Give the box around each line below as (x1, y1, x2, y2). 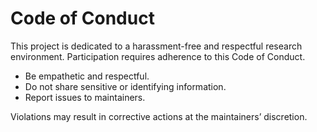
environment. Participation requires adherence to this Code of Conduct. (10, 50, 306, 62)
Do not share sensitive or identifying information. (24, 80, 227, 92)
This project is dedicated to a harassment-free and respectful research (10, 40, 303, 52)
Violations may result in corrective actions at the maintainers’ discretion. (10, 110, 308, 122)
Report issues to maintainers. (24, 91, 146, 103)
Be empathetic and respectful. (24, 70, 150, 82)
